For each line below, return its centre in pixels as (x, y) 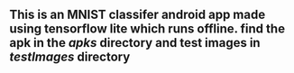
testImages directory (70, 57)
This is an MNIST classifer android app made (138, 15)
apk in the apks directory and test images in (135, 43)
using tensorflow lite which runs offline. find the (147, 29)
